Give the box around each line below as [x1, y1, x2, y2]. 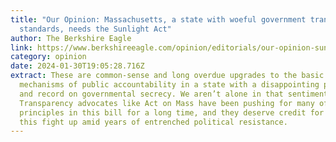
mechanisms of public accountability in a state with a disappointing [19, 80, 320, 90]
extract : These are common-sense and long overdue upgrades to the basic [10, 71, 325, 81]
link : [10, 42, 33, 53]
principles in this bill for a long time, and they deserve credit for [19, 107, 325, 118]
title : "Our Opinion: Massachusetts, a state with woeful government [10, 14, 307, 25]
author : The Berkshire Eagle [10, 33, 132, 43]
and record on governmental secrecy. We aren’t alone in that [19, 89, 284, 99]
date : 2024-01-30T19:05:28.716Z [10, 61, 145, 71]
